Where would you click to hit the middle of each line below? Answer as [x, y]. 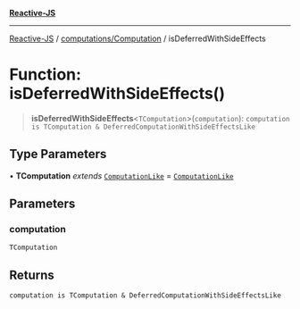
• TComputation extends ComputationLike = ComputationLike [121, 175]
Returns [32, 275]
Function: [46, 75]
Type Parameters [58, 154]
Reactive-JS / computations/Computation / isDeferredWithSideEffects [137, 38]
